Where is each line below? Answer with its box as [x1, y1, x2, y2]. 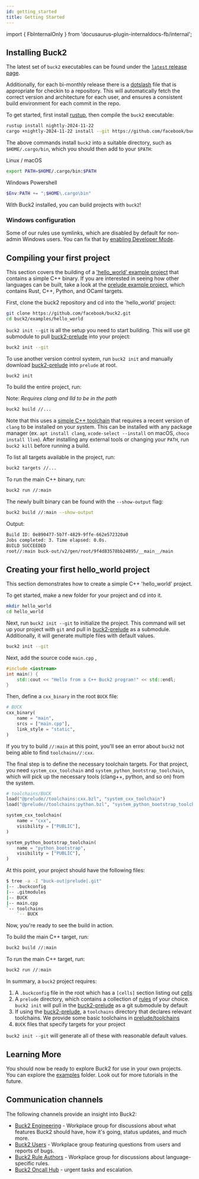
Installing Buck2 [6, 47, 67, 57]
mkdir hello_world [6, 603, 52, 609]
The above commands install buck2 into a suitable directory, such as [6, 139, 172, 146]
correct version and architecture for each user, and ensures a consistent [6, 94, 183, 101]
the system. [6, 779, 35, 786]
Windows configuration [6, 216, 76, 224]
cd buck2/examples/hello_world [6, 316, 84, 322]
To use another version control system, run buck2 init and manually [6, 355, 173, 362]
